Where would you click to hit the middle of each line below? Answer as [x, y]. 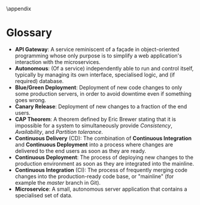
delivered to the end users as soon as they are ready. [81, 151]
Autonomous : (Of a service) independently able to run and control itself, [104, 68]
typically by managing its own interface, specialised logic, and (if [95, 75]
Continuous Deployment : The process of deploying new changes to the [104, 157]
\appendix [19, 9]
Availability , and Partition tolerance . [59, 131]
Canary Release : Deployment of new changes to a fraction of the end [101, 106]
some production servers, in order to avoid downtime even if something [103, 94]
